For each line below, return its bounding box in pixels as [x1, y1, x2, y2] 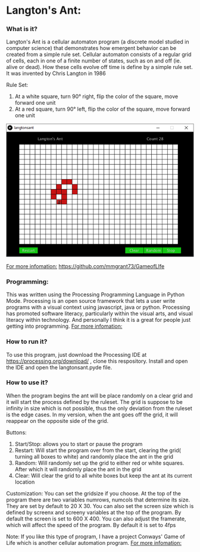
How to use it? [6, 378, 49, 387]
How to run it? [6, 337, 48, 346]
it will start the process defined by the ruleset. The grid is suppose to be [6, 398, 183, 405]
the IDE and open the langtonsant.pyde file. [6, 363, 112, 371]
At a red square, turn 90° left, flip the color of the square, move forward [14, 105, 190, 113]
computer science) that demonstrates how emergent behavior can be [6, 45, 177, 52]
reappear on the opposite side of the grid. [6, 417, 109, 424]
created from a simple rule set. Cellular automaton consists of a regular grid [6, 51, 192, 58]
